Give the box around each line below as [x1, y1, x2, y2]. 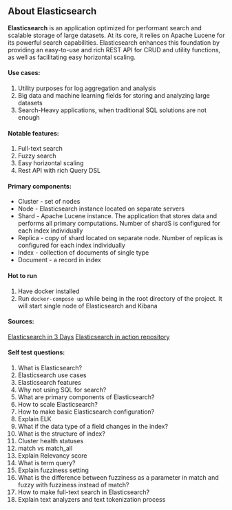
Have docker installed [17, 287, 80, 295]
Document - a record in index [17, 256, 102, 264]
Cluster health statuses [17, 437, 84, 445]
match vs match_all [17, 444, 73, 453]
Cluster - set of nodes [17, 198, 81, 206]
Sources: [8, 317, 34, 326]
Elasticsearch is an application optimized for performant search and [8, 23, 202, 32]
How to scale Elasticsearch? [17, 401, 98, 409]
